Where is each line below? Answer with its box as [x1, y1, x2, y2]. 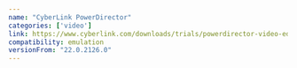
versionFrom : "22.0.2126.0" [8, 46, 113, 55]
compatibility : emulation [8, 37, 104, 47]
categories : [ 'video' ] [8, 21, 92, 30]
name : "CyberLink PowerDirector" [8, 12, 132, 22]
